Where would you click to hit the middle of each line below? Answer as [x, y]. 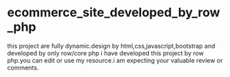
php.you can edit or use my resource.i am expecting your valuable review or [115, 60]
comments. [23, 67]
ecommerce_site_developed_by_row [114, 13]
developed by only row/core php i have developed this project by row [106, 53]
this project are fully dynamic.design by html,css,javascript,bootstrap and [111, 46]
